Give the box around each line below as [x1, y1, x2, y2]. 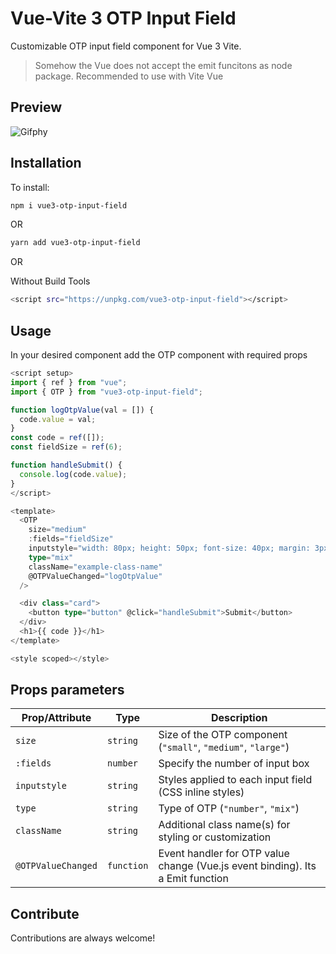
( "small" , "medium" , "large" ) [158, 740, 290, 754]
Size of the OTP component [158, 728, 288, 742]
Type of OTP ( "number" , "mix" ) [158, 802, 300, 816]
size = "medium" [28, 525, 87, 535]
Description [211, 711, 268, 725]
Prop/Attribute [21, 711, 92, 725]
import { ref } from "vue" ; [10, 377, 128, 387]
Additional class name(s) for [158, 818, 291, 832]
